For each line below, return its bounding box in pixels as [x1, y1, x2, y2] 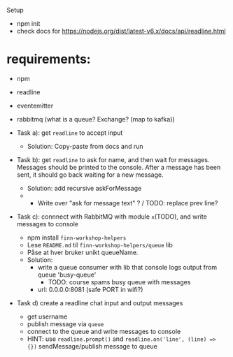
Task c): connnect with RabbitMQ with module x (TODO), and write [16, 212, 207, 221]
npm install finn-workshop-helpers [27, 233, 127, 242]
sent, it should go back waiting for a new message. [16, 170, 164, 179]
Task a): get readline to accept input [16, 129, 123, 137]
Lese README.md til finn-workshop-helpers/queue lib [27, 240, 173, 249]
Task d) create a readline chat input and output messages [16, 298, 183, 307]
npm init [16, 20, 41, 27]
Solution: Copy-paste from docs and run [27, 142, 143, 150]
